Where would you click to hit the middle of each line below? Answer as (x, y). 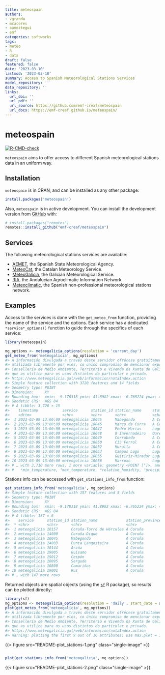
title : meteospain (24, 10)
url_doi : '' (22, 96)
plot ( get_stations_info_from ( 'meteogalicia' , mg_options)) (67, 658)
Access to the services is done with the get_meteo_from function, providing (81, 317)
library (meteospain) (26, 342)
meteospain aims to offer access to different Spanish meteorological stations (82, 157)
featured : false (22, 64)
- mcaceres (16, 23)
